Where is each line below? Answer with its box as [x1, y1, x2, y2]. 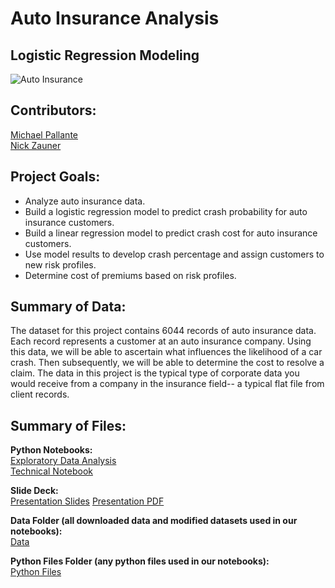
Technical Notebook [10, 465, 93, 477]
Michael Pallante [10, 128, 78, 141]
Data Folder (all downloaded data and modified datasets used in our [10, 515, 298, 527]
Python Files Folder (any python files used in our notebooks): [10, 555, 270, 567]
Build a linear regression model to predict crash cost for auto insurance [24, 227, 318, 239]
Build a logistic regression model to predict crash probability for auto [24, 205, 308, 217]
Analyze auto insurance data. [24, 195, 146, 207]
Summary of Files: [10, 417, 127, 434]
